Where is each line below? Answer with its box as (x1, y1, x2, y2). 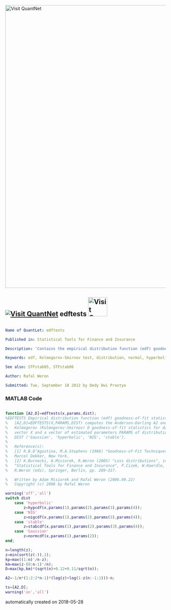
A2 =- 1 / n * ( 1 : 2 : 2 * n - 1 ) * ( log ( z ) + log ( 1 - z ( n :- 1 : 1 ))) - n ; (5, 576, 116, 581)
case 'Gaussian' (14, 529, 49, 534)
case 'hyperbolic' (14, 500, 53, 506)
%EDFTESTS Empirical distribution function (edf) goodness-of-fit (5, 416, 149, 421)
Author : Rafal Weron (5, 374, 49, 379)
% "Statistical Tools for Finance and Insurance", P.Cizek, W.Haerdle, (5, 463, 165, 468)
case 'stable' (14, 519, 44, 524)
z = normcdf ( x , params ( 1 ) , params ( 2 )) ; (23, 534, 99, 539)
